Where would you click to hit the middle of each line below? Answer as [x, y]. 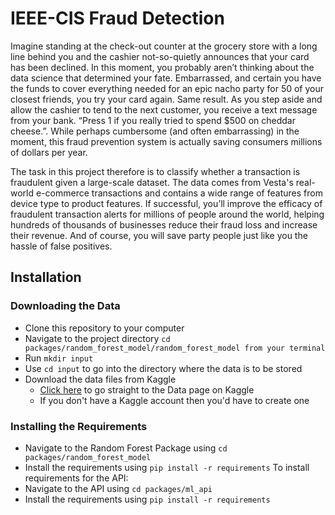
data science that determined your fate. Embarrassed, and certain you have [166, 78]
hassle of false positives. [61, 246]
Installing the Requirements [79, 426]
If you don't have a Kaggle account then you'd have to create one [174, 400]
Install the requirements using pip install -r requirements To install [167, 467]
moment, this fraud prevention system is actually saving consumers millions [166, 141]
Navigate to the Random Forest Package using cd [126, 448]
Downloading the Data [65, 306]
